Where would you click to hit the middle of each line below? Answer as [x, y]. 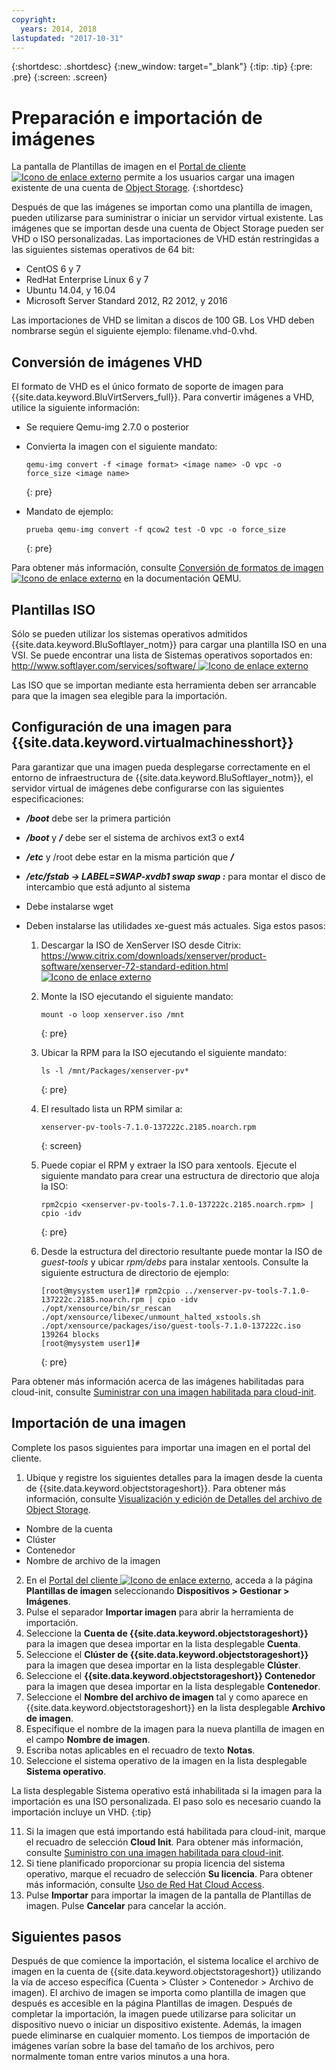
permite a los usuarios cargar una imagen [209, 177]
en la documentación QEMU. [182, 578]
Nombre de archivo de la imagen [93, 1560]
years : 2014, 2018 [59, 29]
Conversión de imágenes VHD [107, 362]
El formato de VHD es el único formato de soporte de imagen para [147, 387]
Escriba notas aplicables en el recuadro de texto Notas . [140, 1750]
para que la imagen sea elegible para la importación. [119, 695]
